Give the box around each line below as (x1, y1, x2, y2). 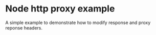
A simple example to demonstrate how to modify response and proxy (5, 19, 151, 25)
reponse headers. (5, 24, 42, 30)
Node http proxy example (5, 3, 115, 14)
